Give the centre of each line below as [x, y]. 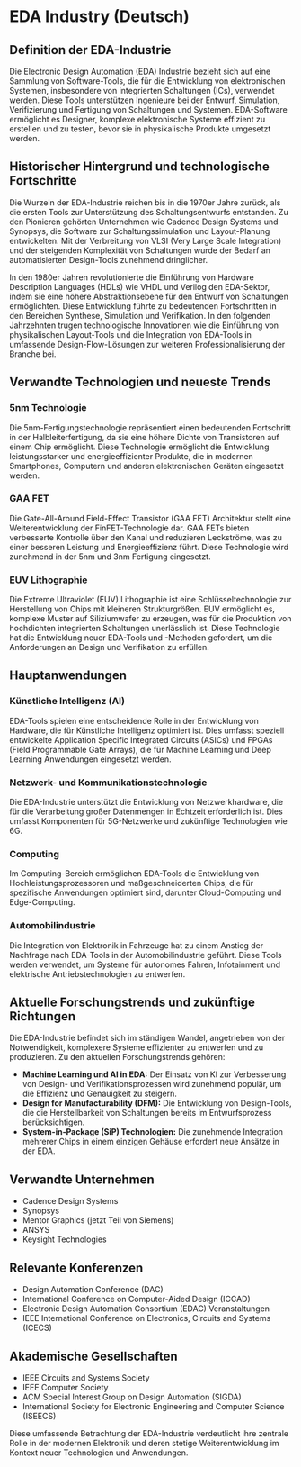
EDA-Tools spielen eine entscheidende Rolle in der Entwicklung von [134, 720]
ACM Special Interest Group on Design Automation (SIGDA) [132, 1397]
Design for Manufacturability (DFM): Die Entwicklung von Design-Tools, [157, 1103]
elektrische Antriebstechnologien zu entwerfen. [97, 973]
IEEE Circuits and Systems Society [86, 1377]
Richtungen [43, 1016]
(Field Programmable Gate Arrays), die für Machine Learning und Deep [140, 749]
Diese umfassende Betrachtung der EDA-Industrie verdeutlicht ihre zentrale [149, 1433]
